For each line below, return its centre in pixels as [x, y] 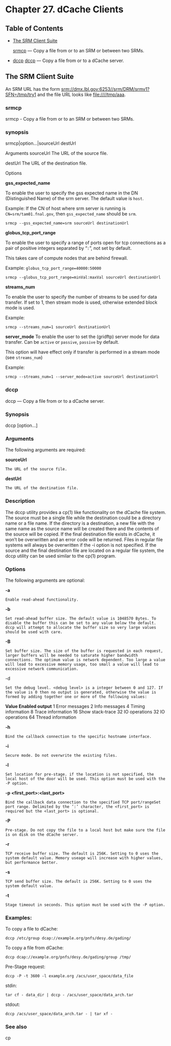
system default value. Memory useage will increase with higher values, [84, 858]
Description [20, 501]
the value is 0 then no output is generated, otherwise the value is [81, 692]
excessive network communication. [42, 669]
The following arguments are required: [45, 450]
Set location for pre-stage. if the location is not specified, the [80, 774]
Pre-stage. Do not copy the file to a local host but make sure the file [86, 830]
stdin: [11, 985]
